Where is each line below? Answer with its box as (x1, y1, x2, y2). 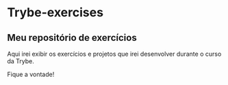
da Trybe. (7, 57, 34, 65)
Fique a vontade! (7, 70, 55, 78)
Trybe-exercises (7, 5, 104, 20)
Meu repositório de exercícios (7, 32, 137, 44)
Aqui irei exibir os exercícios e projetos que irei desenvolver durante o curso (7, 50, 222, 58)
